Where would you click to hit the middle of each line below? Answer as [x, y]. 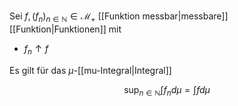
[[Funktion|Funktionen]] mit [65, 29]
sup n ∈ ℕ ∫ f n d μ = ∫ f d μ [167, 90]
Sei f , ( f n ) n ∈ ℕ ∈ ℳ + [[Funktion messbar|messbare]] [119, 17]
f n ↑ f [36, 49]
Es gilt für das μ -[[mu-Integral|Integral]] [90, 70]
